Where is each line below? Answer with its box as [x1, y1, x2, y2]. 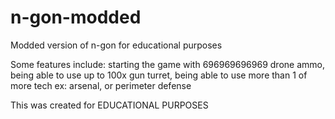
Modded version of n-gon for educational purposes [10, 39, 223, 51]
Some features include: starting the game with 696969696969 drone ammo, [10, 58, 325, 70]
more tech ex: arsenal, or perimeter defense [10, 79, 192, 91]
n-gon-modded [10, 6, 142, 29]
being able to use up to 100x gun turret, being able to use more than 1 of [10, 69, 308, 81]
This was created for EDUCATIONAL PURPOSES [10, 99, 209, 111]
